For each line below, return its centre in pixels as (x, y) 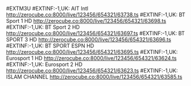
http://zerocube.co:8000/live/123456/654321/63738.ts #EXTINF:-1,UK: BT (96, 15)
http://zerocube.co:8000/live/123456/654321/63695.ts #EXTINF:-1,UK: (92, 52)
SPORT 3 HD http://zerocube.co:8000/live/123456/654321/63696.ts (89, 39)
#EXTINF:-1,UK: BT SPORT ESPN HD (50, 46)
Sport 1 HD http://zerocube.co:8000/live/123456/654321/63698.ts (86, 21)
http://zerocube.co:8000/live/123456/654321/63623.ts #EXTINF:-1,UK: (92, 70)
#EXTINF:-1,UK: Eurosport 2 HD (44, 64)
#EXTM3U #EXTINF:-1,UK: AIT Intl (47, 8)
